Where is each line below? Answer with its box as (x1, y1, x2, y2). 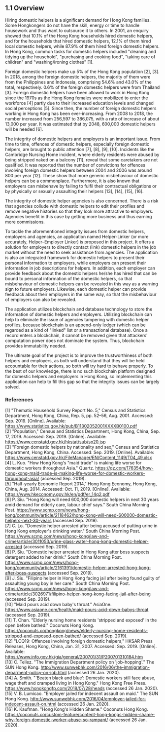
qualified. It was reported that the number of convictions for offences (5, 162, 145, 168)
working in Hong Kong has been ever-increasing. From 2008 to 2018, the (5, 111, 153, 116)
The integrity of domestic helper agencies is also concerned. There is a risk (5, 197, 159, 204)
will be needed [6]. (5, 126, 43, 132)
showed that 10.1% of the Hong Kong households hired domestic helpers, (5, 33, 154, 39)
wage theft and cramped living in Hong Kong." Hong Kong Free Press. (5, 680, 147, 686)
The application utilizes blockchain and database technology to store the (5, 306, 153, 312)
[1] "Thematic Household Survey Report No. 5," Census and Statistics (5, 407, 146, 414)
